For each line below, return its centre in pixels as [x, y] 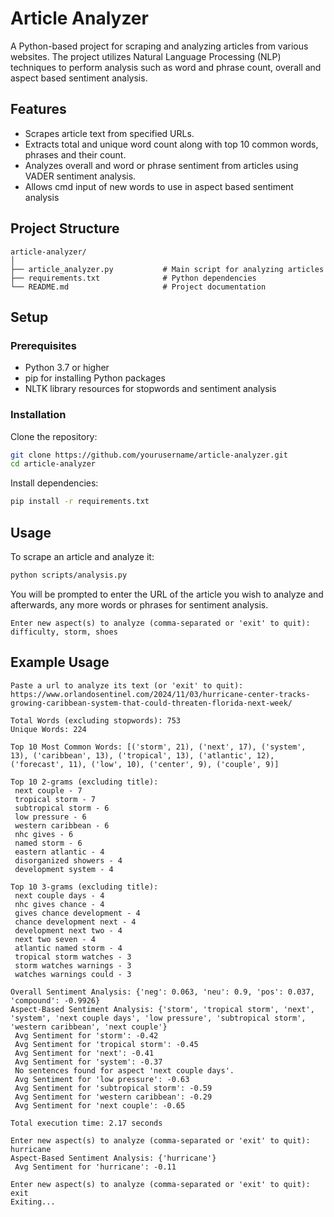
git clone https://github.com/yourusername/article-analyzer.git [149, 455]
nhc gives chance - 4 [59, 904]
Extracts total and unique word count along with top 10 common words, [171, 144]
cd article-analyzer [53, 464]
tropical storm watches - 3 [73, 957]
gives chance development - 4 [77, 913]
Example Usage [60, 662]
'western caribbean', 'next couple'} [89, 1027]
